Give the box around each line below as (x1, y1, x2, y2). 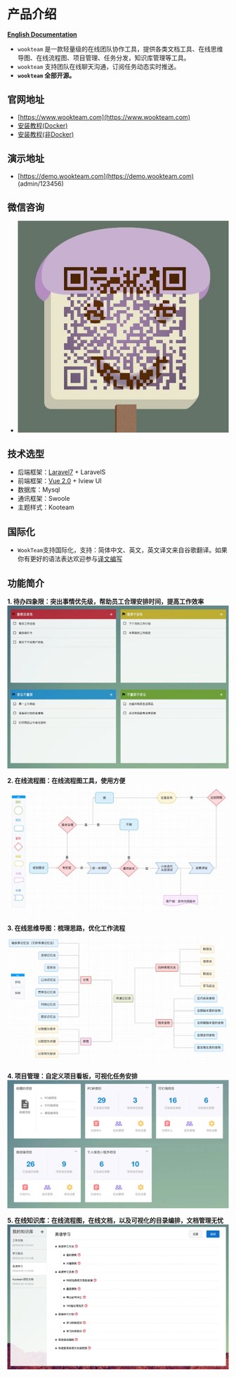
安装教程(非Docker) (17, 130, 74, 138)
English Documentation (7, 30, 77, 39)
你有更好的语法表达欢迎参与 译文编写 (17, 554, 123, 563)
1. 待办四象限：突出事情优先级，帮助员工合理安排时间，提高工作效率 (7, 597, 204, 606)
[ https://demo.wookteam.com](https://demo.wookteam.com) (17, 172, 195, 180)
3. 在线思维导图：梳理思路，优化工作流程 (7, 924, 126, 933)
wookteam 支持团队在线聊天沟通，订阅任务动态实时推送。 (17, 62, 181, 70)
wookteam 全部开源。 (17, 71, 76, 80)
